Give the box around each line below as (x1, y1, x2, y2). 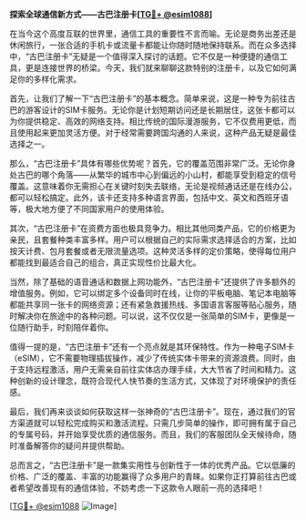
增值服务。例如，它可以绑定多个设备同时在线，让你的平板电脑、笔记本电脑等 (9, 288, 297, 299)
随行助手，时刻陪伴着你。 (16, 322, 114, 332)
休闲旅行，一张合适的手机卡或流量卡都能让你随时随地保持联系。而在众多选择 (9, 40, 297, 50)
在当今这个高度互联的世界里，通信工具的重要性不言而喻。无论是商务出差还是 (9, 28, 297, 39)
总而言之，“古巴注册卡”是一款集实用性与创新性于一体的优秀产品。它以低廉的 (9, 460, 296, 470)
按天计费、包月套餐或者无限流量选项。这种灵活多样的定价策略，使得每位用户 (9, 246, 297, 256)
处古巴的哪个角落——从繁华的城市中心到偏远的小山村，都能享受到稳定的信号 (9, 169, 297, 180)
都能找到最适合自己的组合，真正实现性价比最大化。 (9, 257, 201, 268)
